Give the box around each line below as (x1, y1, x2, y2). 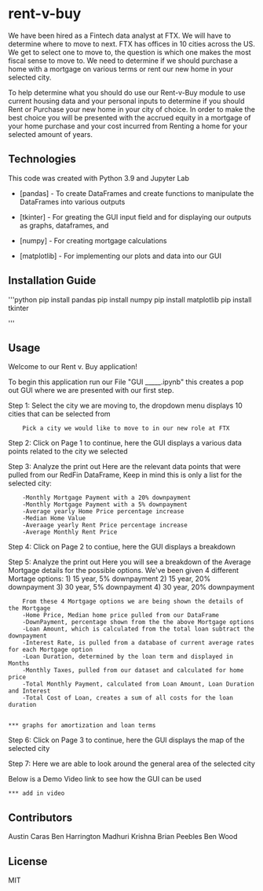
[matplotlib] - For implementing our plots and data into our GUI (19, 251, 222, 261)
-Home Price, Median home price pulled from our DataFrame (22, 612, 220, 619)
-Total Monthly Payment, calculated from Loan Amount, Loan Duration (22, 680, 255, 689)
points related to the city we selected (8, 446, 128, 457)
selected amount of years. (8, 129, 93, 139)
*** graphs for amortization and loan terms (8, 722, 156, 730)
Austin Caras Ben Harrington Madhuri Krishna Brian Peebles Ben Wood (8, 832, 238, 841)
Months (8, 660, 30, 667)
